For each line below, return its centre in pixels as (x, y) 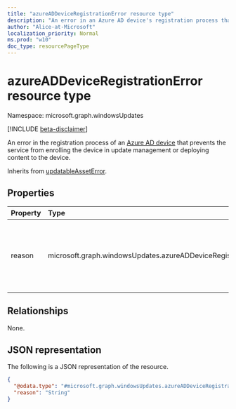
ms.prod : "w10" (29, 40)
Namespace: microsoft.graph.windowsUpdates (76, 115)
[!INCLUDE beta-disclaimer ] (47, 129)
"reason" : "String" (42, 393)
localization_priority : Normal (53, 33)
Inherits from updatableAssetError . (57, 171)
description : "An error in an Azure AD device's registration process (113, 20)
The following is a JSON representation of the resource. (88, 367)
